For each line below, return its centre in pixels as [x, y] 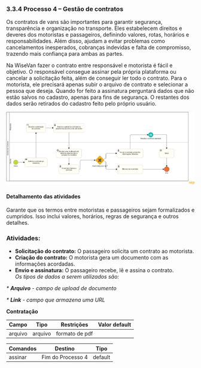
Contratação [22, 311]
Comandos [23, 348]
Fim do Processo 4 [65, 357]
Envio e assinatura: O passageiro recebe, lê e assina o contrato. [94, 270]
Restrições [74, 325]
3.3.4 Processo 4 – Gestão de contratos [65, 9]
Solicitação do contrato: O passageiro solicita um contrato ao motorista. [104, 251]
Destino [65, 348]
